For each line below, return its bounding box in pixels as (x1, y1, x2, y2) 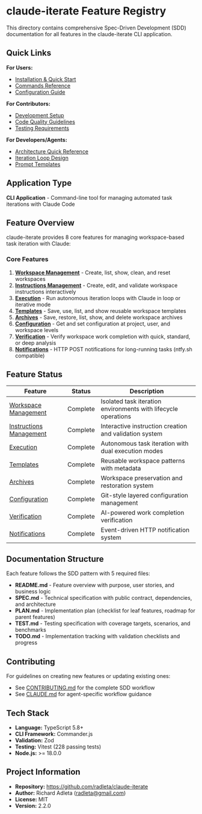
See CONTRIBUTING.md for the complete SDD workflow (14, 684, 155, 691)
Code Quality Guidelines (14, 118, 75, 125)
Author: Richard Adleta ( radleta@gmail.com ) (14, 789, 126, 797)
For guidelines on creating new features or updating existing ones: (6, 673, 171, 680)
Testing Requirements (14, 125, 69, 132)
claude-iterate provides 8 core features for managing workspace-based (6, 233, 185, 241)
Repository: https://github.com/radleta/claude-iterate (14, 783, 148, 790)
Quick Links (6, 48, 52, 58)
